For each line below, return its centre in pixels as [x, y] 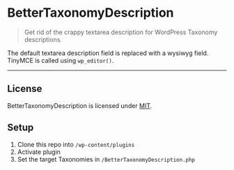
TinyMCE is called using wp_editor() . [61, 60]
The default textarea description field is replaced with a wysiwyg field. [108, 53]
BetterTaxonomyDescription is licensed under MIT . [80, 105]
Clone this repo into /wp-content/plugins [76, 144]
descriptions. [43, 39]
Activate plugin [39, 152]
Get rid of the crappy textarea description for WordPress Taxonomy [121, 32]
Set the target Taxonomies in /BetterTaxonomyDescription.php [106, 159]
